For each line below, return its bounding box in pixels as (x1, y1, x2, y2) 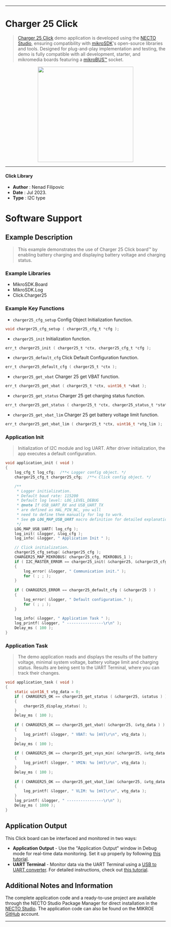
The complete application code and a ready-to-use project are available (5, 895, 156, 901)
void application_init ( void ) (5, 460, 74, 466)
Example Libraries (5, 270, 51, 277)
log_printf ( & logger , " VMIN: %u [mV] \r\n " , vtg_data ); (23, 760, 147, 766)
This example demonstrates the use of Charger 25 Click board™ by (17, 246, 158, 252)
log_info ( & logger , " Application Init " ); (14, 536, 110, 541)
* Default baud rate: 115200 (16, 493, 79, 499)
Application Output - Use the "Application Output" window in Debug (12, 845, 157, 851)
